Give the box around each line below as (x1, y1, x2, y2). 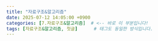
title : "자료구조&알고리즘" (6, 8, 67, 15)
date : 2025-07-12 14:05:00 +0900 (6, 14, 91, 20)
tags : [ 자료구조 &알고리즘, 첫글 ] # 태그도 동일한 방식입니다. (6, 25, 153, 32)
